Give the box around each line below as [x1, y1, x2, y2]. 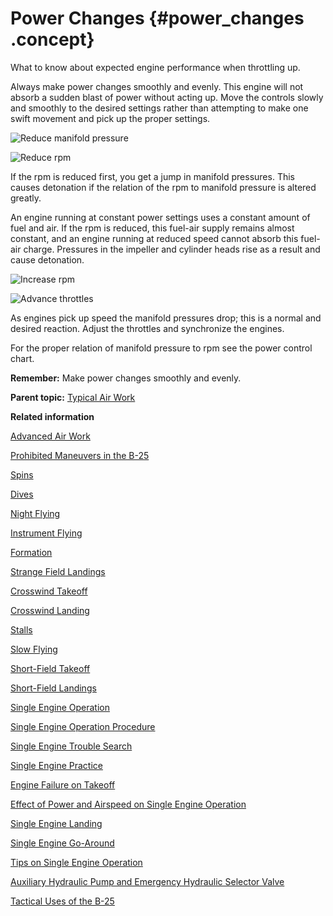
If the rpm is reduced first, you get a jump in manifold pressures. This [10, 170, 295, 182]
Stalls [10, 623, 33, 636]
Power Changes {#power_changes [10, 7, 305, 30]
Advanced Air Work [10, 430, 91, 442]
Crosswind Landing [10, 604, 90, 616]
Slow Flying [10, 643, 58, 655]
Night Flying [10, 507, 61, 519]
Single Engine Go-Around [10, 837, 115, 849]
